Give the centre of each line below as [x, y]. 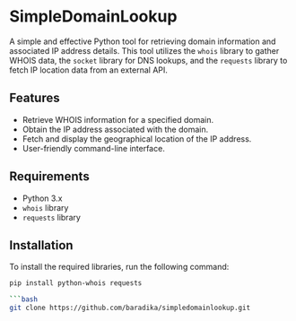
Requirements [49, 177]
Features [35, 98]
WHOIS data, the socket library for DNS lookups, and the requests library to [148, 60]
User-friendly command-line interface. [94, 148]
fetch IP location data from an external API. [89, 70]
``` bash [24, 299]
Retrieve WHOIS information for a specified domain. [118, 119]
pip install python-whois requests [76, 283]
